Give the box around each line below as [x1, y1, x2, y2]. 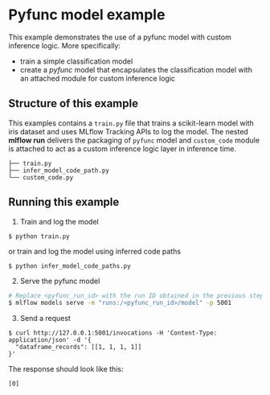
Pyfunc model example [8, 6, 166, 24]
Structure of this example [8, 97, 139, 110]
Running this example [8, 195, 120, 209]
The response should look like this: [8, 364, 124, 374]
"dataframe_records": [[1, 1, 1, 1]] [15, 344, 142, 352]
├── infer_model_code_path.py [8, 167, 110, 175]
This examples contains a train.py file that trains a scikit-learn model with [8, 118, 255, 128]
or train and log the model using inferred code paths [8, 246, 182, 256]
